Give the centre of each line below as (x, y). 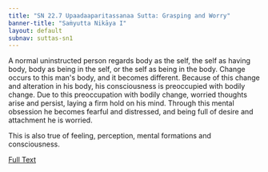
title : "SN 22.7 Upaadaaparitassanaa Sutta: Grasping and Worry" (119, 16)
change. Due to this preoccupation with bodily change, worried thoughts (128, 95)
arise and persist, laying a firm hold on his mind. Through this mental (121, 103)
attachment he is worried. (51, 120)
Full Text (22, 160)
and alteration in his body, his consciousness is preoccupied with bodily (127, 86)
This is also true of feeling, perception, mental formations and (110, 136)
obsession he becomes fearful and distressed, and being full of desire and (131, 112)
